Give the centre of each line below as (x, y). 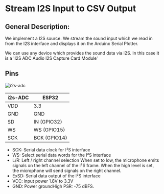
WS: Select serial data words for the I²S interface (61, 155)
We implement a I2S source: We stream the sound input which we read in (79, 38)
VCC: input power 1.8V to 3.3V (43, 181)
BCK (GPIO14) (50, 138)
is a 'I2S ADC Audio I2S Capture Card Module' (52, 58)
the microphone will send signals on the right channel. (67, 170)
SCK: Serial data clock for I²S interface (51, 149)
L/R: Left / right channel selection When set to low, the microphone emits (85, 160)
